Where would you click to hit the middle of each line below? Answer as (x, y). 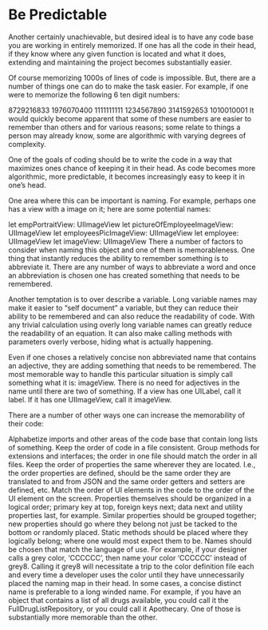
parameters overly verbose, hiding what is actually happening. (111, 342)
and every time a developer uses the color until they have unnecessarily (126, 575)
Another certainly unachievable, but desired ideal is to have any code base (131, 37)
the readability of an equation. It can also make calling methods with (120, 333)
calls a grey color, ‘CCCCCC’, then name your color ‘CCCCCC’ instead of (128, 557)
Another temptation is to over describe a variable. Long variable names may (133, 299)
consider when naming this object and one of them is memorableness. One (132, 250)
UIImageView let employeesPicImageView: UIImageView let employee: (124, 232)
